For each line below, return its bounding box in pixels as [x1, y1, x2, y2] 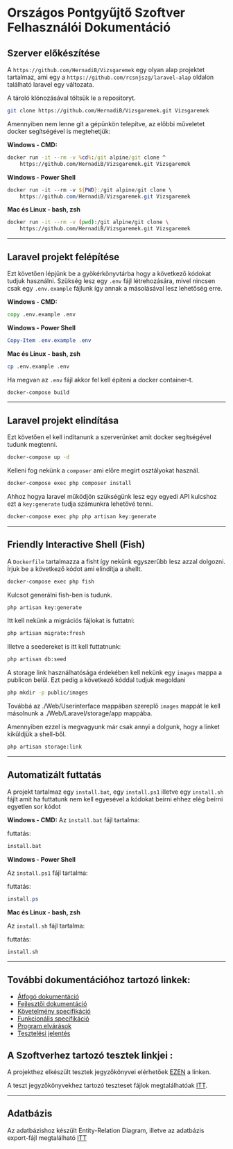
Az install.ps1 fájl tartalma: [7, 869, 88, 877]
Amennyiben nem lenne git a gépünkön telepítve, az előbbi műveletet [7, 119, 205, 128]
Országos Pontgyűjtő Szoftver [7, 5, 186, 21]
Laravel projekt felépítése [7, 251, 120, 263]
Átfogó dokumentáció [17, 992, 80, 1001]
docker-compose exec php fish [7, 578, 95, 585]
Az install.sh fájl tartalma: [7, 921, 85, 930]
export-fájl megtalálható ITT [7, 1133, 87, 1142]
